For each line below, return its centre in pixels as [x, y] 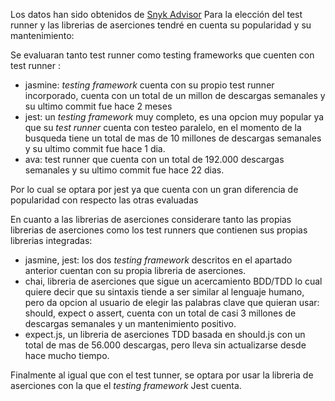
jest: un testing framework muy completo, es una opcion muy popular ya [174, 117]
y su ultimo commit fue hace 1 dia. [95, 148]
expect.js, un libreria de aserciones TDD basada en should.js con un [165, 334]
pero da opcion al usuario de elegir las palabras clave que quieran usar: [172, 302]
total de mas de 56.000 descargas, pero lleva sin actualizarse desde [165, 345]
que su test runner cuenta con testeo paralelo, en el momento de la [163, 127]
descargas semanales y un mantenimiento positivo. [130, 323]
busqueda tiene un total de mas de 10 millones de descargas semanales [173, 138]
